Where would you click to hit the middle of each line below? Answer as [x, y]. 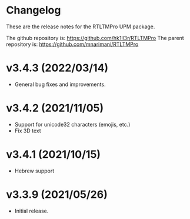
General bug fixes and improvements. [60, 84]
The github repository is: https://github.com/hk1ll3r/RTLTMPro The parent [95, 38]
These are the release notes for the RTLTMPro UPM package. [81, 26]
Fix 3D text [28, 131]
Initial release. [31, 211]
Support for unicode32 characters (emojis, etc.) [72, 124]
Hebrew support [34, 171]
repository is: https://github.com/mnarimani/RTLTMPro [72, 44]
